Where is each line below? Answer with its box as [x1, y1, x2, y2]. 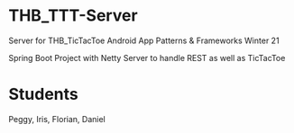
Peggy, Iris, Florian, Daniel [8, 113, 106, 124]
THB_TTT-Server [8, 5, 138, 26]
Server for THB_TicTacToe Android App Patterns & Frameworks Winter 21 [8, 35, 280, 46]
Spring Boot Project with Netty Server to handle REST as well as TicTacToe [8, 52, 286, 63]
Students [8, 84, 78, 104]
